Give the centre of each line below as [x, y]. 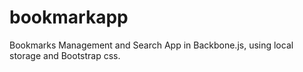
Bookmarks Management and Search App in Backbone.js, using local [151, 45]
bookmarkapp [69, 17]
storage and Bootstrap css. [65, 55]
